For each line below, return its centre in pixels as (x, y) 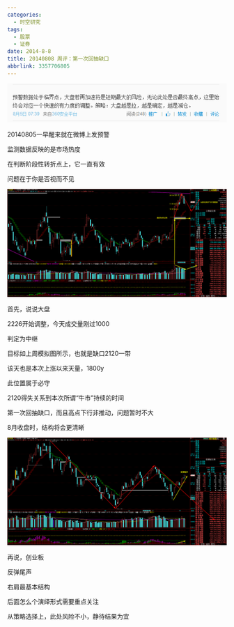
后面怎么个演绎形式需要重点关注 (53, 602)
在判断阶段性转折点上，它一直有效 (56, 164)
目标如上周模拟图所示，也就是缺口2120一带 (69, 353)
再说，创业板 (25, 557)
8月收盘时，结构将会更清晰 (46, 427)
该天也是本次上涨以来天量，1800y (56, 368)
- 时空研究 (27, 22)
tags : (15, 29)
